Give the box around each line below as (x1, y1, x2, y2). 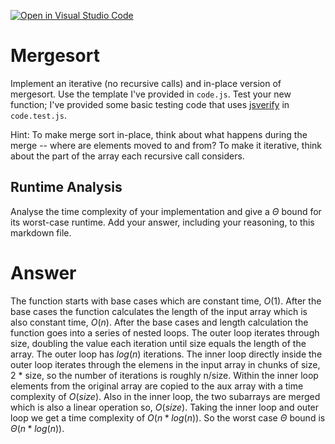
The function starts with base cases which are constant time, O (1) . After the (10, 295, 322, 307)
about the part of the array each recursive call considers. (10, 150, 245, 162)
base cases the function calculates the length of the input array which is (10, 305, 308, 317)
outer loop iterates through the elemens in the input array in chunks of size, (10, 358, 321, 370)
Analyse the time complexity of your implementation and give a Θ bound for (10, 205, 322, 217)
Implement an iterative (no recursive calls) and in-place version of (10, 77, 282, 89)
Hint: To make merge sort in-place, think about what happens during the (10, 128, 308, 140)
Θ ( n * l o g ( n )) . (10, 422, 65, 434)
